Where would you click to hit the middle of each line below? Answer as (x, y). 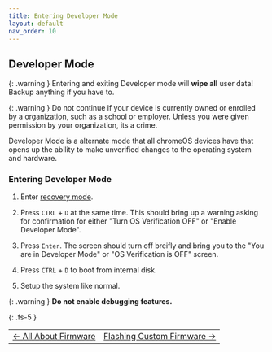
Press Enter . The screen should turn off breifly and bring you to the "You (142, 246)
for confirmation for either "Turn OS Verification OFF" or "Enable (128, 221)
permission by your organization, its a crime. (83, 125)
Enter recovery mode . (57, 197)
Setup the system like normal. (70, 286)
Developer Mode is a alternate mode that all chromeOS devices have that (131, 141)
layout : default (36, 24)
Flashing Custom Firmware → (160, 337)
